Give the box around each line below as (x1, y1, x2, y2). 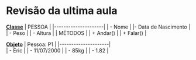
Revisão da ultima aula (6, 4, 118, 17)
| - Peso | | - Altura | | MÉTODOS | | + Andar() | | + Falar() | (6, 29, 147, 36)
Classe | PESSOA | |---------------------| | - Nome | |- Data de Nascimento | (6, 23, 191, 30)
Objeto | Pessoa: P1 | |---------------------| (6, 41, 111, 48)
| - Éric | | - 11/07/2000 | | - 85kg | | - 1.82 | (6, 47, 109, 54)
